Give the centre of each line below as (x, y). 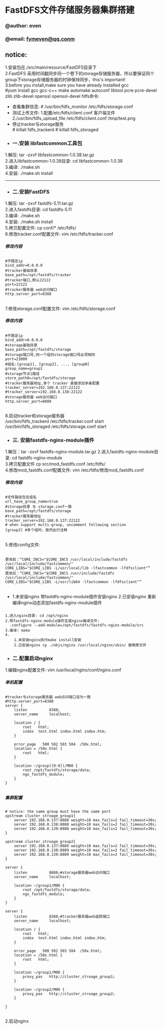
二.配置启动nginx (32, 658)
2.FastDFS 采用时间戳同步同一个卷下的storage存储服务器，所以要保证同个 (80, 73)
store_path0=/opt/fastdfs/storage (41, 378)
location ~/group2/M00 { (39, 990)
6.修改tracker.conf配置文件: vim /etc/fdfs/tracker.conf (59, 234)
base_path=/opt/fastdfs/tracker (38, 275)
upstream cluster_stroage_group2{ (41, 842)
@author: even (23, 26)
